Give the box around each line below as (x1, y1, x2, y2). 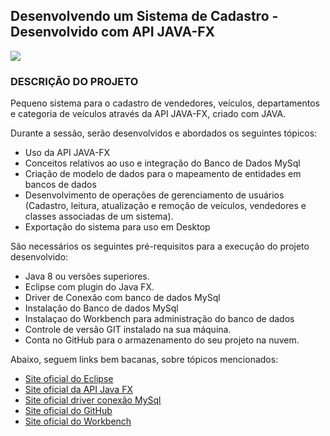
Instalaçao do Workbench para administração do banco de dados (24, 313, 295, 325)
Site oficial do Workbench (24, 415, 132, 428)
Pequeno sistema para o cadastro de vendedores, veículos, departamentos (10, 97, 320, 109)
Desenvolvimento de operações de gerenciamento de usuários (24, 189, 285, 201)
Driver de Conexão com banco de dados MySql (24, 292, 221, 304)
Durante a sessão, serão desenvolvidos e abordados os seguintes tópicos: (10, 127, 318, 139)
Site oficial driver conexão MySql (24, 394, 162, 406)
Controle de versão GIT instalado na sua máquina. (24, 324, 232, 336)
